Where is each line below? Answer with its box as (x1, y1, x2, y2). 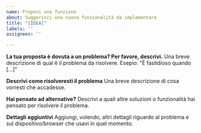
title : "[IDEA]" (6, 20, 47, 26)
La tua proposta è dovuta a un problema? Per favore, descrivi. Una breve (6, 53, 190, 60)
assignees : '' (6, 31, 42, 37)
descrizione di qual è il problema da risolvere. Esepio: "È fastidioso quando (6, 60, 191, 67)
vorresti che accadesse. (6, 84, 66, 91)
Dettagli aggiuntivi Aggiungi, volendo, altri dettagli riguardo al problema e (6, 114, 189, 121)
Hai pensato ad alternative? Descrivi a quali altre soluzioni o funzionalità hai (6, 96, 196, 103)
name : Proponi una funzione (6, 8, 77, 15)
